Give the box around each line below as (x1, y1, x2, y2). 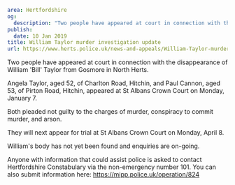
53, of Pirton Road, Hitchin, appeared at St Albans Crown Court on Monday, (7, 87, 225, 95)
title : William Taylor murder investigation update (7, 39, 161, 46)
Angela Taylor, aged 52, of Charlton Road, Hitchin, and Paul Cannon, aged (7, 79, 220, 87)
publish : (7, 26, 33, 33)
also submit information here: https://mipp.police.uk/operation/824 (7, 170, 200, 179)
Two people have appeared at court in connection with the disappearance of (7, 58, 228, 66)
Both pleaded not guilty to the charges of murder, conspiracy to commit (7, 108, 213, 116)
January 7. (7, 94, 37, 103)
